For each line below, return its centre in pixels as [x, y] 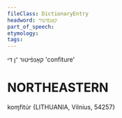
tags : [15, 40]
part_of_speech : [31, 27]
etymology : [23, 33]
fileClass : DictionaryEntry [48, 14]
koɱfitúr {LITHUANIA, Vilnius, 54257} [61, 107]
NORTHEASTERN [58, 88]
